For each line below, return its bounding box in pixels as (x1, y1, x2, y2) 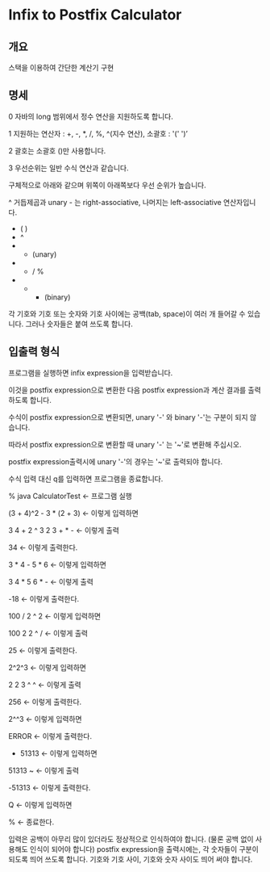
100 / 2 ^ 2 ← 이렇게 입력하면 (8, 611, 102, 621)
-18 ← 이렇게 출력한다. (8, 593, 80, 603)
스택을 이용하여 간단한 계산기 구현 (8, 63, 114, 72)
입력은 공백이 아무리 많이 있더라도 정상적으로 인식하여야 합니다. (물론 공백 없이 (8, 834, 254, 844)
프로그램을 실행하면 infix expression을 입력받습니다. (8, 367, 173, 377)
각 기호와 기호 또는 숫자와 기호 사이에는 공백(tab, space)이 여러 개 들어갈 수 (8, 308, 246, 318)
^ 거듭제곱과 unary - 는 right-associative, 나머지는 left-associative (8, 197, 222, 207)
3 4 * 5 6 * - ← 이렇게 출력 (8, 576, 94, 586)
